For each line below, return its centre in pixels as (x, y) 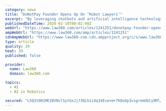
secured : (14, 101)
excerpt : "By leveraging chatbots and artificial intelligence (72, 19)
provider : (15, 65)
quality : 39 (17, 46)
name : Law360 (23, 69)
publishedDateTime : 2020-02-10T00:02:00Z (48, 23)
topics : (13, 83)
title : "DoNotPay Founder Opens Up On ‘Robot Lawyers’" (64, 14)
